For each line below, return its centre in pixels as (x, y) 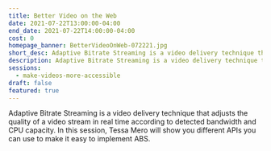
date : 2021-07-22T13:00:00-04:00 (65, 23)
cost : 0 (21, 38)
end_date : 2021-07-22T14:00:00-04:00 (72, 31)
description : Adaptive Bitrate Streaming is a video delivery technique (133, 61)
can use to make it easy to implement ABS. (79, 139)
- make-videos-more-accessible (68, 75)
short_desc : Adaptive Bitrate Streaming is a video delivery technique (131, 53)
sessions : (25, 68)
